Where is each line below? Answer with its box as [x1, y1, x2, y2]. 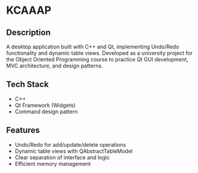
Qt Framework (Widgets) [14, 101, 76, 109]
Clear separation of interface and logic [14, 153, 110, 161]
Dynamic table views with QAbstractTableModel [14, 147, 133, 155]
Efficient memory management [14, 160, 91, 167]
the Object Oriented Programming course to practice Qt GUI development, [6, 56, 188, 63]
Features [6, 125, 40, 135]
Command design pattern [14, 108, 78, 115]
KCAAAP [6, 4, 52, 17]
